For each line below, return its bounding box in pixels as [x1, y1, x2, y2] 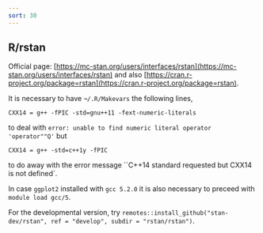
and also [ [114, 70, 147, 80]
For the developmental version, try [8, 208, 120, 217]
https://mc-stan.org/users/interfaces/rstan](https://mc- [55, 62, 237, 71]
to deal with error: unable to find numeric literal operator [8, 123, 212, 133]
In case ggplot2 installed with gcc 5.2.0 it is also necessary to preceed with [8, 184, 255, 194]
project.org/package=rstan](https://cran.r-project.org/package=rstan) [8, 78, 238, 88]
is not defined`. [8, 169, 58, 179]
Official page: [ [8, 62, 57, 71]
